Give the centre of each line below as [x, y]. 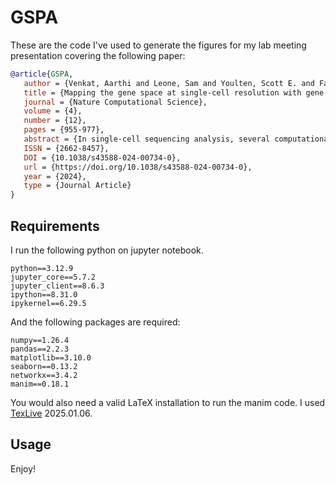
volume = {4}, [53, 111]
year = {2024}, [55, 176]
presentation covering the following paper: [98, 55]
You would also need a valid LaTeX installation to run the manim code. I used [168, 402]
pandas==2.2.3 [40, 349]
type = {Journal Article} [77, 186]
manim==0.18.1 [40, 384]
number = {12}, [55, 121]
